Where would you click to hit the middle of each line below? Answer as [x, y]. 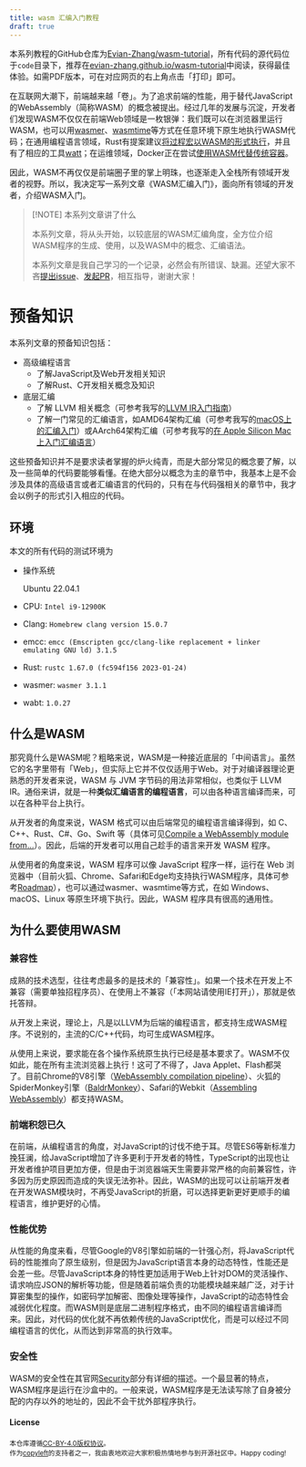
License [25, 1422]
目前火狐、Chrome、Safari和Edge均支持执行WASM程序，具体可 [161, 876]
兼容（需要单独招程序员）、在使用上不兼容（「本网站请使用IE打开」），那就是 [149, 992]
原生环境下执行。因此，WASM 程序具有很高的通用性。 [177, 899]
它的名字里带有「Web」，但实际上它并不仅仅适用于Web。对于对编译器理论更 [152, 769]
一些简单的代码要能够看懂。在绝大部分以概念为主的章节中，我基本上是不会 [157, 473]
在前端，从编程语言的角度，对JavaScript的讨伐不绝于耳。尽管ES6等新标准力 [153, 1147]
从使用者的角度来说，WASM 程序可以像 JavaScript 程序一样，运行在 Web [147, 865]
